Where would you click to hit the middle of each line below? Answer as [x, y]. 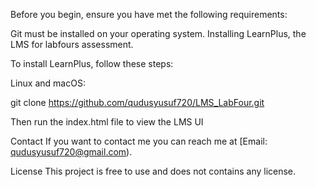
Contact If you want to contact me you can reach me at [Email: [139, 141]
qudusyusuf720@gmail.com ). [71, 152]
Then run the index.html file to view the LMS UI [107, 122]
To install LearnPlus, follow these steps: [92, 63]
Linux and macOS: [48, 83]
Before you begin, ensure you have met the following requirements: [149, 14]
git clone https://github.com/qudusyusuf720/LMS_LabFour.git [137, 102]
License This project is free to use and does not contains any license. [153, 171]
